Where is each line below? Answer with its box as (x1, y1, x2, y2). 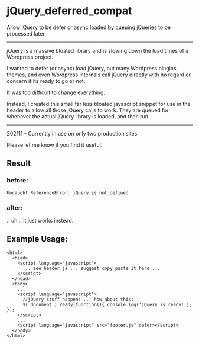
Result (6, 159, 31, 169)
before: (6, 176, 28, 185)
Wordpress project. (6, 53, 54, 60)
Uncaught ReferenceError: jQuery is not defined (6, 189, 129, 196)
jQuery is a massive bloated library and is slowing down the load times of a (6, 47, 189, 54)
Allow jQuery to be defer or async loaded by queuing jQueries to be (6, 24, 171, 31)
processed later (6, 30, 45, 37)
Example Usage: (6, 234, 68, 244)
